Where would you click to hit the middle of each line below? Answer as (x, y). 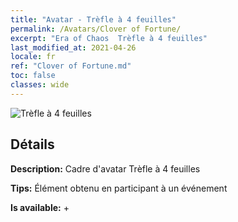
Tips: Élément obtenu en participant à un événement (119, 188)
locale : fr (33, 57)
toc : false (33, 76)
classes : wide (40, 85)
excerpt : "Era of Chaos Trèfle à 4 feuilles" (109, 38)
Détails (32, 144)
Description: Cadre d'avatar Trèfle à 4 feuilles (105, 168)
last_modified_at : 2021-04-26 (73, 47)
